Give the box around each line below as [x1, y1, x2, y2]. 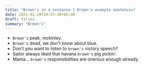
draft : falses [5, 16, 35, 21]
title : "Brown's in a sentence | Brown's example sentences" [5, 7, 136, 12]
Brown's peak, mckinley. [12, 35, 62, 41]
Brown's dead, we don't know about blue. [12, 40, 98, 46]
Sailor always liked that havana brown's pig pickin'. [12, 51, 117, 57]
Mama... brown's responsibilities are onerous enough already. [12, 56, 139, 62]
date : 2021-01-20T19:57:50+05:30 [5, 12, 75, 17]
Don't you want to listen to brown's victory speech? [12, 45, 118, 51]
